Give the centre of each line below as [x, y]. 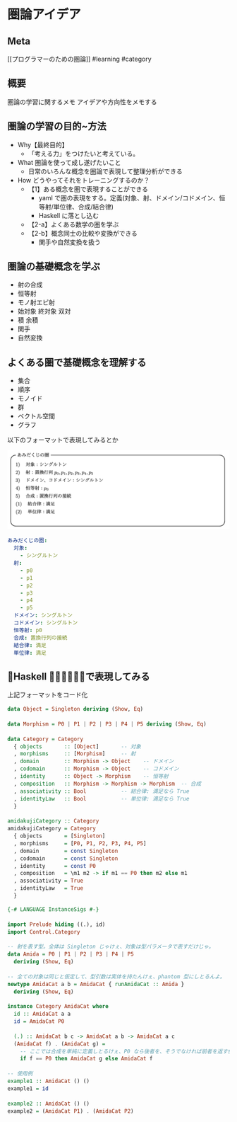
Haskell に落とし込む [69, 215]
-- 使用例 [20, 1074]
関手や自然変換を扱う [69, 242]
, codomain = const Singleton [66, 858]
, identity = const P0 [55, 866]
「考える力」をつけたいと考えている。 [84, 154]
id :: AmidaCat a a [42, 1014]
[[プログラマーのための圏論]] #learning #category [79, 59]
